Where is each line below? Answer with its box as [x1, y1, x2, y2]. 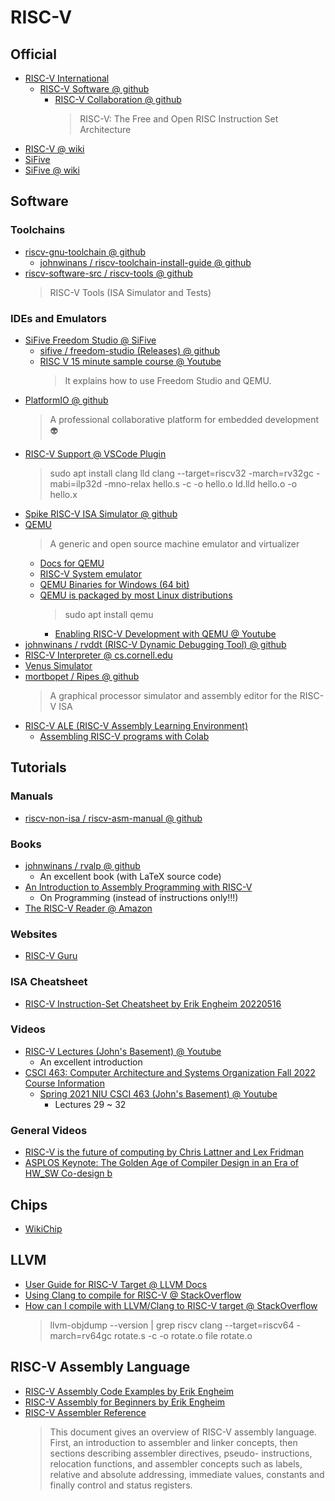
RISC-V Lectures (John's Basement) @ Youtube [24, 1045, 222, 1057]
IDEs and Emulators [10, 311, 107, 325]
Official [10, 46, 57, 63]
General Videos [10, 1123, 88, 1137]
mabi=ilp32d [49, 477, 103, 490]
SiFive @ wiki [24, 164, 80, 176]
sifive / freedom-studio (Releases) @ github [39, 344, 221, 356]
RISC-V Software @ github [39, 83, 150, 95]
